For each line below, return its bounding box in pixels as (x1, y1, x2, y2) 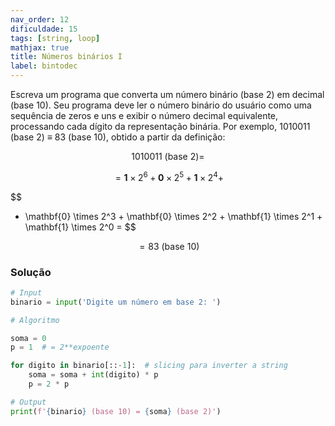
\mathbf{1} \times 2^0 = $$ (24, 221, 137, 233)
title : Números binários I (10, 52, 123, 62)
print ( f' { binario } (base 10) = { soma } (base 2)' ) (10, 406, 222, 416)
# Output (10, 397, 47, 407)
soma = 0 (10, 333, 47, 343)
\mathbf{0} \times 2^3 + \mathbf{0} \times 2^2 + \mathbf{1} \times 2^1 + (24, 210, 323, 222)
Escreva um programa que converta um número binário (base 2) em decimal (10, 89, 325, 100)
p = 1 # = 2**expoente (10, 342, 110, 353)
